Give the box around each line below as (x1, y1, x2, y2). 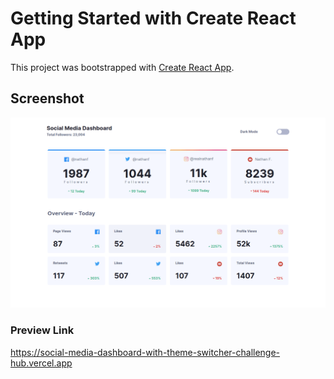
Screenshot (10, 90, 85, 107)
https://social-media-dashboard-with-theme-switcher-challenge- (10, 346, 281, 358)
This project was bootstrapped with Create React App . (10, 61, 235, 73)
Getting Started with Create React (10, 7, 297, 30)
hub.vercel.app (10, 357, 73, 369)
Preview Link (10, 323, 75, 337)
